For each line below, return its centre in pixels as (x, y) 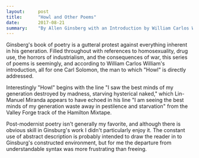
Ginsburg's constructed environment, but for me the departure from (89, 143)
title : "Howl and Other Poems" (51, 17)
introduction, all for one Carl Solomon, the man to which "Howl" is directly (96, 70)
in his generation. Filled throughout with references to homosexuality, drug (97, 51)
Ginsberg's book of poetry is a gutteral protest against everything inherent (97, 45)
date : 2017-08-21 (36, 22)
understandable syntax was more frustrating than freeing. (76, 149)
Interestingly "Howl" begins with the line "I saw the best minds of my (90, 88)
